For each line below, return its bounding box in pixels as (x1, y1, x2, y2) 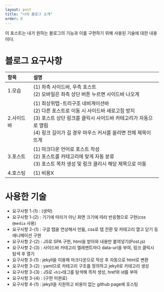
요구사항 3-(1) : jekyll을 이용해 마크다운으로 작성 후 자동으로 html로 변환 (12, 257, 149, 263)
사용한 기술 (5, 191, 47, 202)
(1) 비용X (33, 169, 54, 176)
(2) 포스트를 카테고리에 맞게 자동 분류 (33, 153, 115, 160)
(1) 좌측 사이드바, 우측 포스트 (33, 83, 97, 90)
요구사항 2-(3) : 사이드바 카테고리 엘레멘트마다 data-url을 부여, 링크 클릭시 (12, 245, 155, 250)
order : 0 (5, 16, 23, 21)
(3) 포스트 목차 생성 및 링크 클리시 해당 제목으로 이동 (33, 161, 147, 167)
